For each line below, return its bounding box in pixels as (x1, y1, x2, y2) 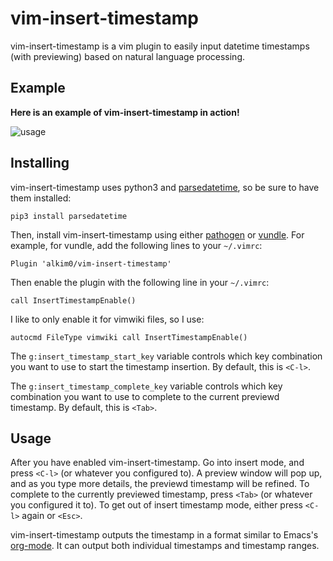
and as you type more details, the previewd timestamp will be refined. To (10, 478, 310, 490)
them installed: (10, 192, 72, 204)
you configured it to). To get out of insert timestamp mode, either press (10, 499, 303, 511)
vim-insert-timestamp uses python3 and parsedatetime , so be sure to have (10, 181, 320, 193)
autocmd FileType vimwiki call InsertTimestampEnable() (10, 332, 248, 342)
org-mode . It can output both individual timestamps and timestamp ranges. (10, 540, 320, 552)
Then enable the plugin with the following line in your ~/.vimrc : (10, 276, 270, 288)
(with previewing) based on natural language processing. (10, 50, 246, 62)
